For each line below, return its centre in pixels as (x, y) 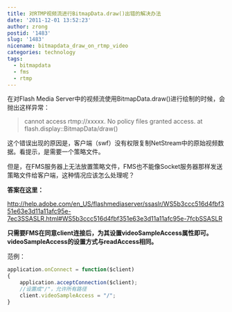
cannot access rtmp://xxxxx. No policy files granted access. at (113, 122)
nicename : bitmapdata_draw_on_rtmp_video (68, 46)
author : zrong (28, 26)
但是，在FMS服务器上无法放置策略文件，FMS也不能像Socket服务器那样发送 (115, 167)
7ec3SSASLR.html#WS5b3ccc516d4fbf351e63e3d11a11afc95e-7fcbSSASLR (115, 219)
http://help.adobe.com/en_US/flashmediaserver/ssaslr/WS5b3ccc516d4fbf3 (116, 204)
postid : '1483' (29, 33)
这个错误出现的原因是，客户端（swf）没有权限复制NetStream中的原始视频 (113, 143)
